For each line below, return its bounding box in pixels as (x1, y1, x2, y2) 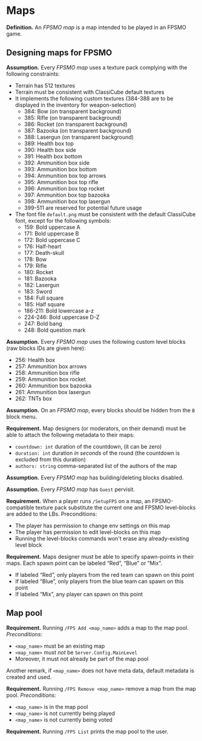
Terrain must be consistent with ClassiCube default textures (15, 88, 165, 96)
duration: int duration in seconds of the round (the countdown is (15, 449, 180, 456)
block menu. (6, 413, 37, 420)
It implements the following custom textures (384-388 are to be (15, 94, 174, 102)
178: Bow (24, 255, 47, 263)
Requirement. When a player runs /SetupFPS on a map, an (6, 497, 151, 504)
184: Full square (24, 294, 64, 301)
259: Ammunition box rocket (15, 375, 86, 383)
